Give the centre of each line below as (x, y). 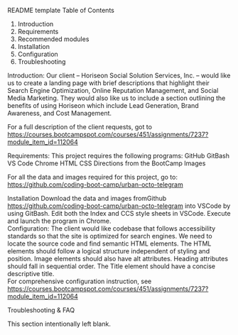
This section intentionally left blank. (59, 324)
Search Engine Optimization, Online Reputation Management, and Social (113, 90)
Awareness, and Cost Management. (60, 113)
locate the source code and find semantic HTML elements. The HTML (109, 243)
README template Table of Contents (61, 10)
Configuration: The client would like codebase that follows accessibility (112, 229)
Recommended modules (53, 39)
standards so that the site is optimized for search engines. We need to (110, 236)
